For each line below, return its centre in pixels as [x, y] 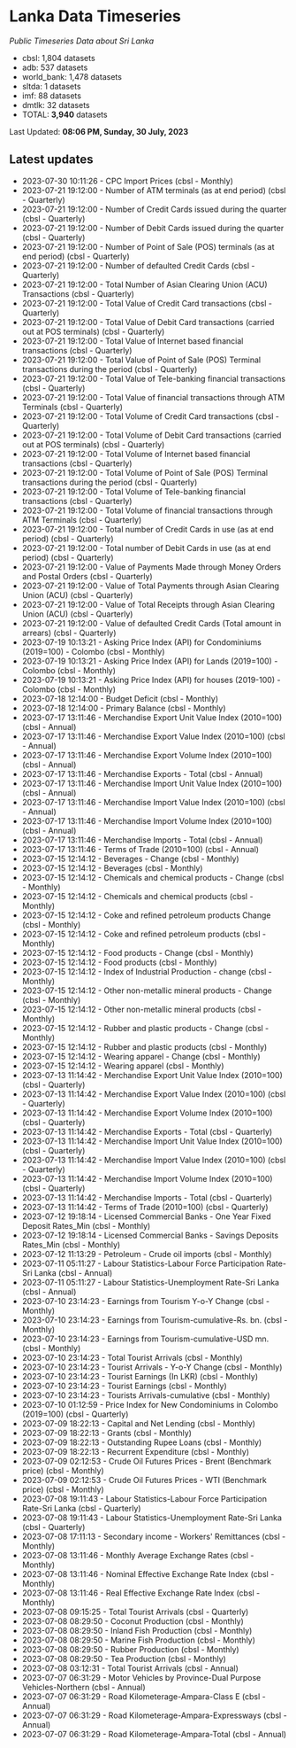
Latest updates [51, 160]
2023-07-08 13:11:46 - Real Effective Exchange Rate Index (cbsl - [141, 1593]
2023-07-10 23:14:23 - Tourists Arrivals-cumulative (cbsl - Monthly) [146, 1395]
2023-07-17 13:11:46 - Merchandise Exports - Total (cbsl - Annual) [142, 773]
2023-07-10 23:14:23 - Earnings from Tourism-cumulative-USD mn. [145, 1339]
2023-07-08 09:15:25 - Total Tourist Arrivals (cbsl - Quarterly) [135, 1612]
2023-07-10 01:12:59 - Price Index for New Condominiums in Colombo [150, 1404]
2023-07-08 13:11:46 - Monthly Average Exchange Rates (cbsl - [138, 1555]
